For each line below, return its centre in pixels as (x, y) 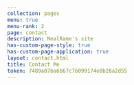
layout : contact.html (38, 58)
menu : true (23, 20)
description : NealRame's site (51, 39)
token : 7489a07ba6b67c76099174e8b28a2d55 (67, 71)
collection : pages (33, 13)
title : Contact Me (33, 64)
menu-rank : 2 (26, 26)
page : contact (27, 33)
